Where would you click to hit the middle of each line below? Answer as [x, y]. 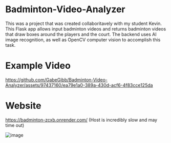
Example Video [38, 66]
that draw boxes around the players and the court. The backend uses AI [81, 34]
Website [23, 106]
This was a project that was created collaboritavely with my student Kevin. [84, 23]
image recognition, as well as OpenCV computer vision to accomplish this [83, 40]
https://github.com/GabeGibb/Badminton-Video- [56, 79]
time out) [15, 125]
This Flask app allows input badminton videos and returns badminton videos [86, 28]
